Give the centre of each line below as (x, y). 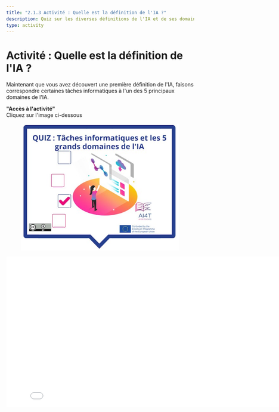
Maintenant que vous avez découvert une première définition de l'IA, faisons (100, 85)
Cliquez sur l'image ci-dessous (44, 115)
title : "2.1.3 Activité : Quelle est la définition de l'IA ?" (86, 13)
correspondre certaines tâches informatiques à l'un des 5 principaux (90, 91)
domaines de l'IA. (27, 97)
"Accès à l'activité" (31, 109)
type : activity (25, 25)
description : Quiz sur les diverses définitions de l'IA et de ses (92, 19)
